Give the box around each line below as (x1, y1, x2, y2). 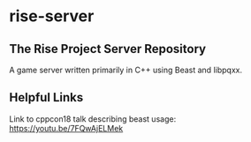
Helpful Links (9, 90, 84, 105)
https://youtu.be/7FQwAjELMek (9, 123, 124, 133)
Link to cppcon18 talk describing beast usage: (9, 113, 177, 124)
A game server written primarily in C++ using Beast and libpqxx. (9, 64, 243, 75)
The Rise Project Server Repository (9, 41, 206, 56)
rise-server (9, 6, 95, 26)
